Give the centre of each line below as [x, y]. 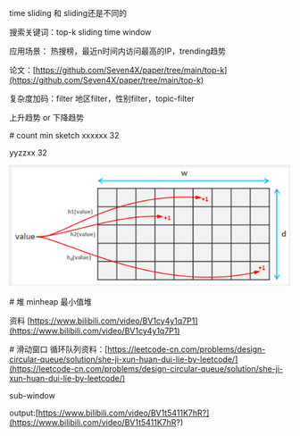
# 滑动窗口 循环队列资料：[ [58, 349]
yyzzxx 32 [28, 153]
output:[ [24, 413]
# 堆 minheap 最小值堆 [50, 302]
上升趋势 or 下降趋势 [47, 117]
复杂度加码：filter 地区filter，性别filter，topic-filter [102, 98]
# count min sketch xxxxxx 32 [64, 135]
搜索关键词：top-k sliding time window [80, 32]
